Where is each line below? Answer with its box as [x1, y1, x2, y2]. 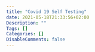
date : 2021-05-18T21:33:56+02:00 [6, 14, 90, 20]
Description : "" [6, 20, 47, 26]
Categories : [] [6, 31, 44, 37]
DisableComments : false [6, 36, 66, 42]
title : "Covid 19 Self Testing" [6, 8, 87, 15]
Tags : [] [6, 25, 28, 32]
